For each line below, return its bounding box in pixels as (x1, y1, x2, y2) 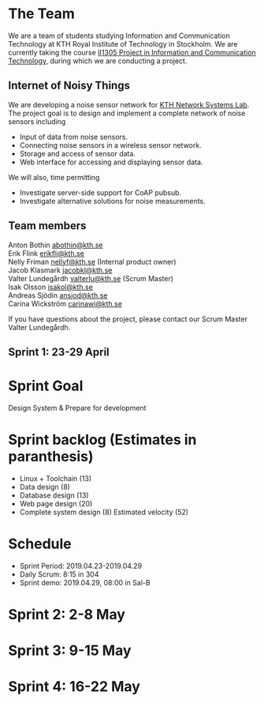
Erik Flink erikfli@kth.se (8, 248, 85, 258)
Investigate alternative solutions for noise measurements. (19, 196, 206, 205)
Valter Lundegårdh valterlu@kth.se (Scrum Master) (8, 273, 174, 283)
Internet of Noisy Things (8, 79, 130, 92)
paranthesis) (8, 448, 94, 466)
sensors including (8, 116, 66, 126)
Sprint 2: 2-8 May (8, 605, 126, 623)
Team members (8, 219, 87, 233)
